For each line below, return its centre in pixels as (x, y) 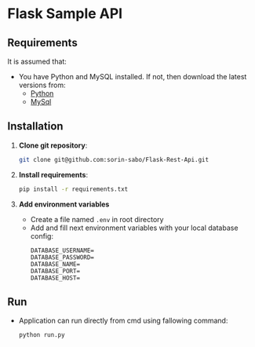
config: (42, 236)
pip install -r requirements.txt (73, 189)
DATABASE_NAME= (55, 264)
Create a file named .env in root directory (97, 219)
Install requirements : (53, 174)
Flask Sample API (65, 14)
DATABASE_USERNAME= (62, 250)
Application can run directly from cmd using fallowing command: (123, 321)
